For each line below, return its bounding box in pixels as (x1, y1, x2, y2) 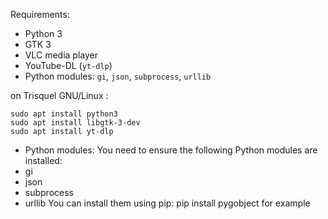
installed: (24, 155, 63, 166)
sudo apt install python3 (10, 109, 118, 119)
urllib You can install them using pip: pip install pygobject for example (24, 197, 311, 209)
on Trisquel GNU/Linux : (10, 90, 109, 101)
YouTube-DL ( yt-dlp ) (24, 60, 113, 71)
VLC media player (24, 49, 98, 61)
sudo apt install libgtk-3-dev (10, 118, 141, 128)
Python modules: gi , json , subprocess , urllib (24, 70, 212, 82)
